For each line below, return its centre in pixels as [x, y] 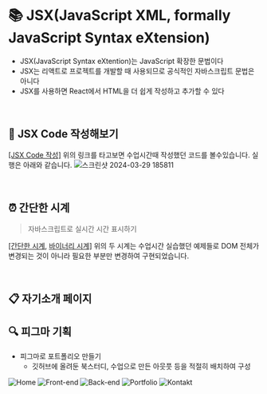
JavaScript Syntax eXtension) [109, 38]
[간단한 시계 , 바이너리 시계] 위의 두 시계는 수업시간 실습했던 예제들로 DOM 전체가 [134, 245]
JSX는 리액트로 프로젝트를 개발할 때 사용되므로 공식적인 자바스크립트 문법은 [137, 71]
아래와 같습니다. [47, 165]
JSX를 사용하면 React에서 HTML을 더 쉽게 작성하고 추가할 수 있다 [122, 91]
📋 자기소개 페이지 [50, 298]
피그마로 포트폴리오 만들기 [61, 356]
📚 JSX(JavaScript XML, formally [120, 16]
